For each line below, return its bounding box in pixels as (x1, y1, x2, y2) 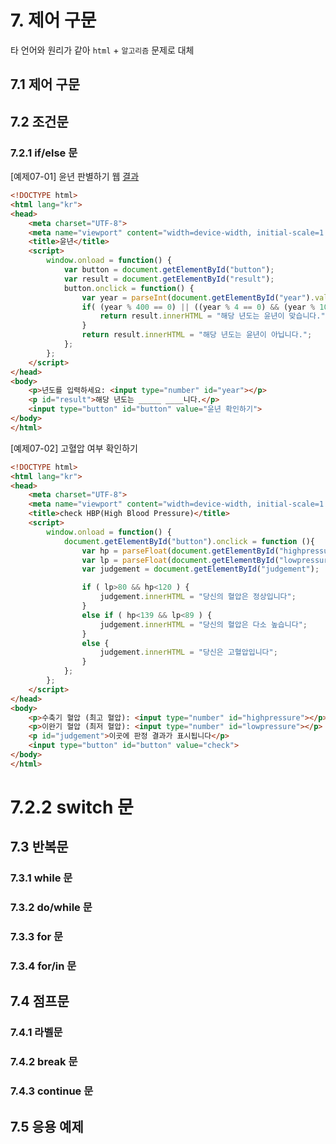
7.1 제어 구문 (10, 76, 80, 93)
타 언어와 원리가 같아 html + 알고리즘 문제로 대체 (10, 44, 195, 56)
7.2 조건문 (10, 113, 69, 130)
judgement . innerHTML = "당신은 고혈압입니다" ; (99, 647, 278, 658)
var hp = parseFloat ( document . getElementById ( (81, 546, 280, 556)
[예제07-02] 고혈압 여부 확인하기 (10, 442, 138, 454)
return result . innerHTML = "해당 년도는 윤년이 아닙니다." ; (81, 330, 313, 340)
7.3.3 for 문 (10, 930, 64, 944)
